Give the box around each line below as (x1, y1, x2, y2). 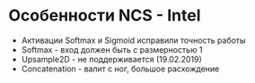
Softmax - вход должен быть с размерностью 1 (21, 44, 203, 54)
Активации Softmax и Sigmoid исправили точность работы (21, 35, 246, 46)
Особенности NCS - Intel (8, 5, 201, 26)
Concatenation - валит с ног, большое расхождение (21, 63, 220, 74)
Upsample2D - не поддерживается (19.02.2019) (21, 54, 203, 64)
